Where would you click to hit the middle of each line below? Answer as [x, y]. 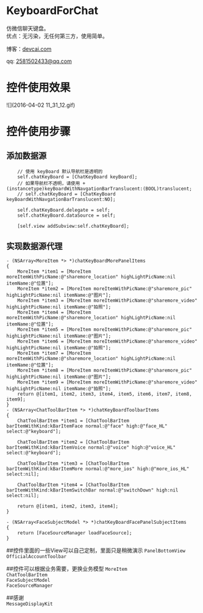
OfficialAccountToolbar [37, 556]
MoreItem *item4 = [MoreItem [54, 312]
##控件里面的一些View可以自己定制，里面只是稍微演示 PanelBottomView [96, 550]
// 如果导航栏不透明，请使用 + [52, 183]
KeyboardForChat [52, 11]
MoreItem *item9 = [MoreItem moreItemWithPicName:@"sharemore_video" [108, 382]
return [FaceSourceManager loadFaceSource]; [75, 533]
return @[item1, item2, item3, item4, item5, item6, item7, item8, [105, 394]
